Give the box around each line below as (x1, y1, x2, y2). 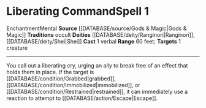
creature (6, 44, 28, 52)
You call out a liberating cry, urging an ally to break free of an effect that (6, 61, 188, 69)
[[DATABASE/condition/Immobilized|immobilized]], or (6, 81, 140, 88)
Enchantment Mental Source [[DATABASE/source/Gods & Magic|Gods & (6, 25, 187, 32)
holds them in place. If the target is (6, 68, 94, 75)
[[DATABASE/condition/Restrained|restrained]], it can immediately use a (6, 88, 188, 95)
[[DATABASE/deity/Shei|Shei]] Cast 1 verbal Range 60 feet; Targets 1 (6, 37, 181, 45)
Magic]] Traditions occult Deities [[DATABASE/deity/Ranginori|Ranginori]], (6, 31, 195, 38)
